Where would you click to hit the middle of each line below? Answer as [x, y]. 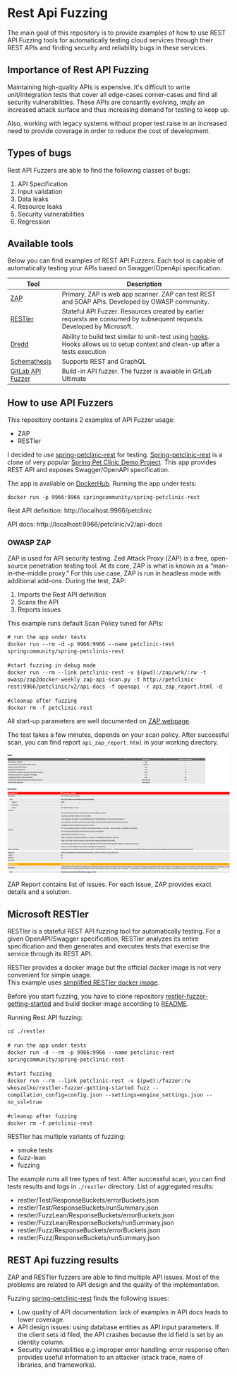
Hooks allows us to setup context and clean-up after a [141, 344]
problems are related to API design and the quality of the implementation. [114, 1285]
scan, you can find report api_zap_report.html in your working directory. [113, 742]
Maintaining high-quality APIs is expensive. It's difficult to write [99, 87]
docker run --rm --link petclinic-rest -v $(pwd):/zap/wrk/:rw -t [107, 672]
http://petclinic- [170, 680]
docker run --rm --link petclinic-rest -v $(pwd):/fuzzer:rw [99, 1081]
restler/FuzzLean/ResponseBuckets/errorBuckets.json [96, 1215]
